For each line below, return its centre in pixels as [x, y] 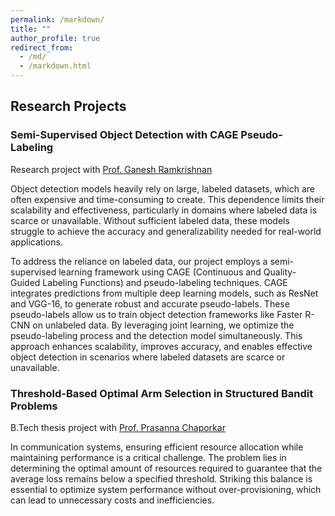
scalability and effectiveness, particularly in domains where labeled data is [164, 210]
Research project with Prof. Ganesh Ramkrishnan [111, 169]
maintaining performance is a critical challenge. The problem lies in [148, 457]
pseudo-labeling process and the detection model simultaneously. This [156, 335]
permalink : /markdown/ [57, 19]
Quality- [280, 272]
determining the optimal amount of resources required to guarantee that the [166, 468]
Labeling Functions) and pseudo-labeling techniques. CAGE [165, 282]
